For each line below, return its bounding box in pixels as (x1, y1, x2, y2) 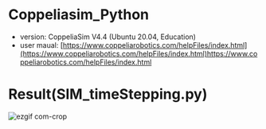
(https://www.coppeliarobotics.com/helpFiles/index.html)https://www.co (19, 49, 258, 58)
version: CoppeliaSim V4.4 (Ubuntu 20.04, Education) (19, 32, 197, 41)
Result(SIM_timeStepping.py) (8, 85, 208, 104)
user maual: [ (19, 40, 64, 49)
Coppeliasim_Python (8, 6, 150, 24)
